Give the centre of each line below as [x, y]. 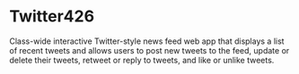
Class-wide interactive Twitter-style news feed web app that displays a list [147, 41]
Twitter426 [52, 16]
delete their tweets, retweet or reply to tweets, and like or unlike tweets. [142, 60]
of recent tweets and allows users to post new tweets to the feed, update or [149, 50]
